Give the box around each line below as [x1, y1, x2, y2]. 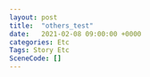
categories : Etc [9, 37, 70, 47]
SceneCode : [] [9, 54, 62, 63]
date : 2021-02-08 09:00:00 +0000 [9, 29, 142, 38]
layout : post [9, 12, 58, 22]
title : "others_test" [9, 21, 94, 30]
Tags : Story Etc [9, 46, 70, 55]
